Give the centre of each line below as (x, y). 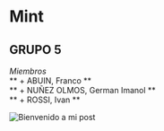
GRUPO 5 (35, 50)
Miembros (28, 71)
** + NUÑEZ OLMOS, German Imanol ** (83, 90)
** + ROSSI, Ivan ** (45, 100)
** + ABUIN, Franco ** (51, 81)
